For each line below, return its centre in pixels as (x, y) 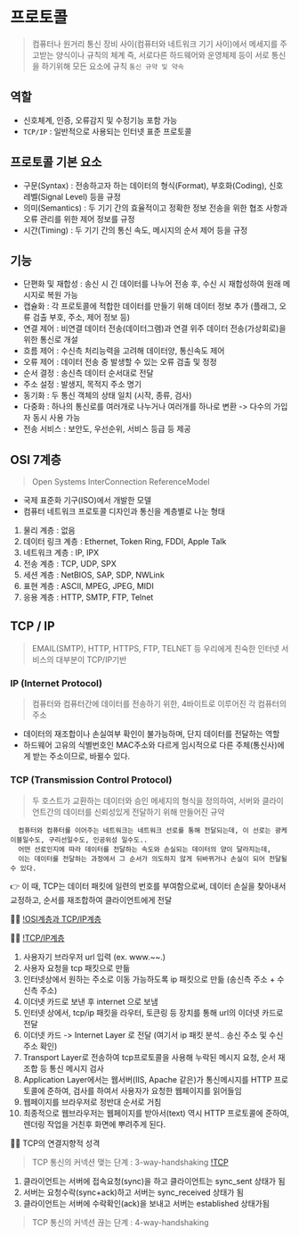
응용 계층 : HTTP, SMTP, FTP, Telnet (88, 597)
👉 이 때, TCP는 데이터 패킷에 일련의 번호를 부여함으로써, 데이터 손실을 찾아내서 (148, 886)
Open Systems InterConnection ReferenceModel (121, 482)
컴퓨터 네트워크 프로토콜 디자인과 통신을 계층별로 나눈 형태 (124, 511)
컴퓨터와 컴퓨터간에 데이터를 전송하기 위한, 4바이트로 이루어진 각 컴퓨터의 (159, 704)
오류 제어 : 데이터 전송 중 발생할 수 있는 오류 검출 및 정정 (120, 362)
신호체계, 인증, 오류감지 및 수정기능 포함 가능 (100, 120)
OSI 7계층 (36, 460)
